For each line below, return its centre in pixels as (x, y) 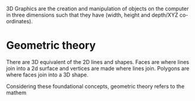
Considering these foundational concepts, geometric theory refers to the (95, 86)
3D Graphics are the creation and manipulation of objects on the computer (97, 9)
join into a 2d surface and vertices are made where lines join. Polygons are (98, 68)
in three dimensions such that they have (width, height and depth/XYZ (92, 15)
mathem (16, 93)
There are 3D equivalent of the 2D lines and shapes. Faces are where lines (98, 62)
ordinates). (19, 21)
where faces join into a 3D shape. (47, 75)
